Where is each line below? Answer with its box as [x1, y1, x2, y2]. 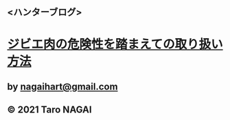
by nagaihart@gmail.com [7, 80, 118, 92]
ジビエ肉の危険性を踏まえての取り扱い [7, 36, 223, 52]
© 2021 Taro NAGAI [7, 104, 92, 116]
